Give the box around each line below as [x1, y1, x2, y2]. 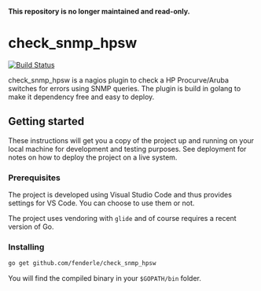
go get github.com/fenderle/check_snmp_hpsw [8, 260, 156, 267]
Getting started [8, 115, 85, 128]
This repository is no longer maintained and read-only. [8, 7, 190, 16]
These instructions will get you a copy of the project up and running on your [8, 135, 254, 145]
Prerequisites [8, 172, 61, 183]
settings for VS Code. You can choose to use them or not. [8, 198, 195, 208]
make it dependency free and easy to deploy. [8, 92, 155, 101]
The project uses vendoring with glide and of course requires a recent [8, 214, 237, 223]
